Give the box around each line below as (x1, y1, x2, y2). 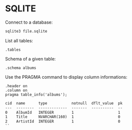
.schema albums (5, 65, 37, 70)
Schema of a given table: (5, 56, 56, 62)
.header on (5, 83, 28, 89)
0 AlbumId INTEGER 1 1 (5, 110, 121, 115)
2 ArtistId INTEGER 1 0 (5, 119, 121, 124)
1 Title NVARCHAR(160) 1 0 (5, 114, 121, 120)
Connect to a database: (5, 19, 53, 25)
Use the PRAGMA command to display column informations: (5, 74, 128, 80)
